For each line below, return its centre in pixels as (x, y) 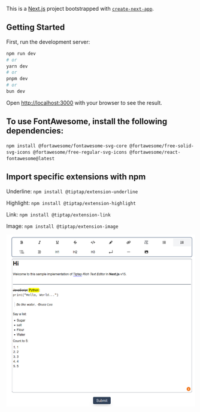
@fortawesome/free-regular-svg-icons (80, 152)
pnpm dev (17, 79)
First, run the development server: (48, 42)
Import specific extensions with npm (76, 177)
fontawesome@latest (31, 158)
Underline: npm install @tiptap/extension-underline (72, 191)
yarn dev (17, 66)
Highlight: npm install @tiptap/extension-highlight (71, 203)
